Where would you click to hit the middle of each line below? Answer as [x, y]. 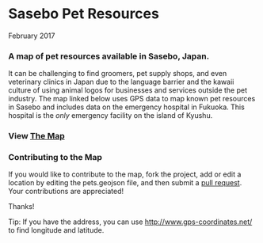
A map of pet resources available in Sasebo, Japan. [109, 56]
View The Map [36, 136]
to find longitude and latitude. [56, 230]
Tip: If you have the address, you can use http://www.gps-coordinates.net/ [130, 222]
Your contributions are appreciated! [66, 192]
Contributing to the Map [55, 158]
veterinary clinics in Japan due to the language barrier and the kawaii [121, 82]
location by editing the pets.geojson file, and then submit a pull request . [125, 183]
